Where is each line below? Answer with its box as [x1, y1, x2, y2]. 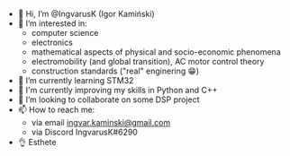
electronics [31, 37, 74, 48]
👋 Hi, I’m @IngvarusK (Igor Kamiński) [17, 9, 155, 19]
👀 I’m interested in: [17, 18, 87, 29]
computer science [31, 28, 99, 38]
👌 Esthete [17, 137, 57, 147]
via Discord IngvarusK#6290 [31, 126, 138, 137]
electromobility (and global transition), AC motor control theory [31, 56, 265, 66]
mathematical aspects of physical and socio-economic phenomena [31, 47, 281, 57]
